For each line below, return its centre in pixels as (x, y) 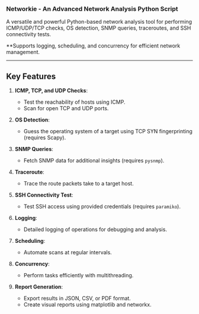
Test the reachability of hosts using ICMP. (74, 102)
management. (23, 52)
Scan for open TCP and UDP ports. (66, 108)
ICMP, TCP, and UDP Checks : (51, 91)
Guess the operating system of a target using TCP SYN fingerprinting (108, 132)
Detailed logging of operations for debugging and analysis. (95, 229)
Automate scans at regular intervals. (68, 252)
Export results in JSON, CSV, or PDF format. (77, 299)
